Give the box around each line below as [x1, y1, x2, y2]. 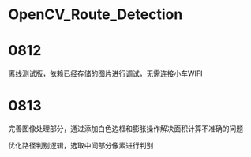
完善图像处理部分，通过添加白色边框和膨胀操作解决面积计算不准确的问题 [8, 124, 243, 133]
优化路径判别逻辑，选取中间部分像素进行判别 [8, 140, 154, 151]
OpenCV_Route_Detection [8, 6, 183, 24]
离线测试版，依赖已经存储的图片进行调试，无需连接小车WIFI [8, 69, 203, 78]
